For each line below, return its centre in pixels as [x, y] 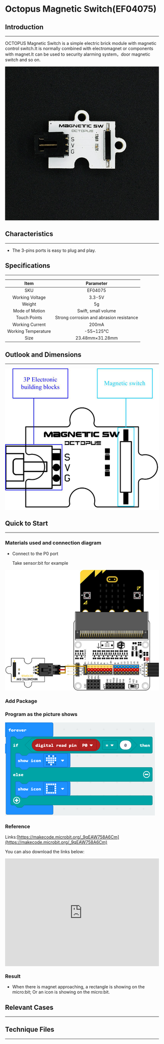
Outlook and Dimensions [43, 355]
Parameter [97, 284]
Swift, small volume [97, 311]
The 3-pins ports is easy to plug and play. [54, 250]
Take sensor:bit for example [40, 563]
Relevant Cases [29, 1007]
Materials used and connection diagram [53, 543]
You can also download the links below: [45, 852]
